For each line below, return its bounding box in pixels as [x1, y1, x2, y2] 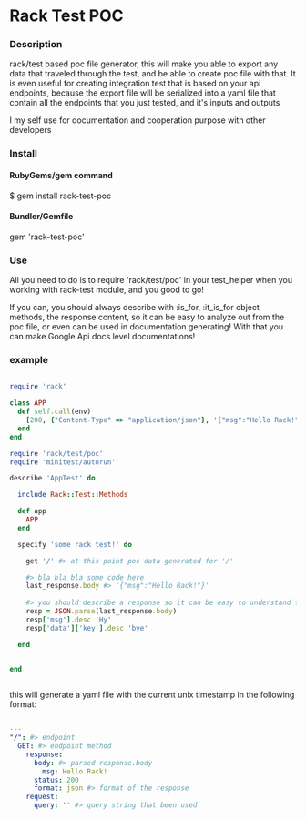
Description [9, 38, 63, 51]
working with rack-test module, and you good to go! [9, 284, 205, 296]
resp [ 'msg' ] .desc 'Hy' [25, 615, 112, 624]
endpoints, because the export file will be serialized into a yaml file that [9, 87, 276, 98]
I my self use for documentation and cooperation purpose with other [9, 115, 266, 126]
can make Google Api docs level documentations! [9, 331, 196, 342]
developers [9, 125, 52, 136]
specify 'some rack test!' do [17, 540, 132, 549]
